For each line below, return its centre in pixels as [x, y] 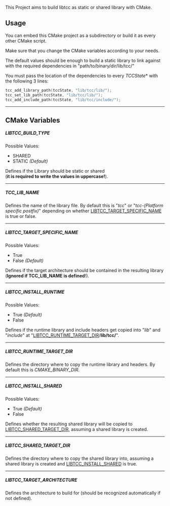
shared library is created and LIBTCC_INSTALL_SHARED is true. [71, 463]
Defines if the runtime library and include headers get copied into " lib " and [83, 330]
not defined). [19, 498]
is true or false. [21, 216]
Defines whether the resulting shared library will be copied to [69, 424]
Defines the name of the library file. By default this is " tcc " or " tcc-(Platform [84, 205]
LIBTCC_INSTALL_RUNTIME [35, 292]
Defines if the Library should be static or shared [55, 171]
